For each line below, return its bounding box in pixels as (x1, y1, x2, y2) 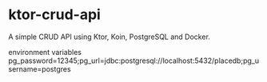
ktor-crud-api (8, 6, 102, 24)
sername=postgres (8, 64, 71, 73)
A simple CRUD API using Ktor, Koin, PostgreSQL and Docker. (8, 32, 210, 41)
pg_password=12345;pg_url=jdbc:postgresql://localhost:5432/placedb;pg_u (8, 56, 260, 65)
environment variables (8, 47, 82, 57)
